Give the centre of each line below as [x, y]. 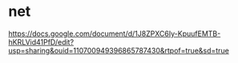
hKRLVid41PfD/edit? [41, 41]
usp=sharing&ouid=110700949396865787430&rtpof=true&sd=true [119, 50]
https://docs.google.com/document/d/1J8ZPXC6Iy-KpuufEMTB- [115, 33]
